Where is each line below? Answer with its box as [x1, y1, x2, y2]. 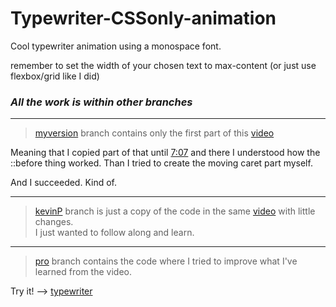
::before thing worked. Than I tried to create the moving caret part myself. [10, 157, 313, 169]
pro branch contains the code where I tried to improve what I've [34, 255, 298, 267]
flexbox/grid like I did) [10, 70, 100, 82]
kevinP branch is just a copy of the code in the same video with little [34, 205, 316, 217]
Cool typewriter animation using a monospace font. [10, 40, 222, 52]
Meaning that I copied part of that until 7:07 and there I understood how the [10, 147, 321, 159]
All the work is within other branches [10, 95, 193, 109]
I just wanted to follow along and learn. [34, 227, 195, 239]
